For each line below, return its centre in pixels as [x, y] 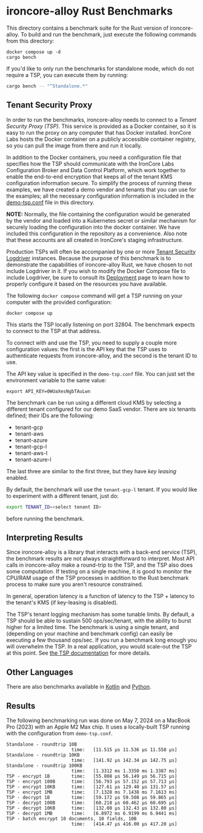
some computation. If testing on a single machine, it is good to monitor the [99, 572]
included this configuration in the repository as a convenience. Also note [97, 233]
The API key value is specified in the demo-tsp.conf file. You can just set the [101, 374]
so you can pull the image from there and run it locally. [74, 145]
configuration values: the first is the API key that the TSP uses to [87, 349]
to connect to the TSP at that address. [54, 331]
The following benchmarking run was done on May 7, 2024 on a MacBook [98, 720]
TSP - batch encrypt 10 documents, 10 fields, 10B [72, 818]
